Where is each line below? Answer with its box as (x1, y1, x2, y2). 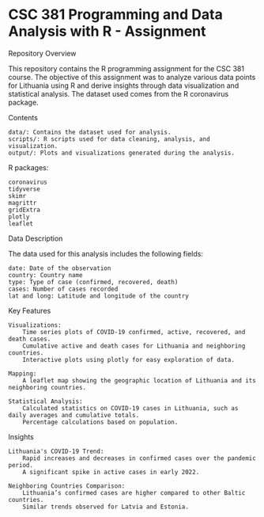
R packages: (8, 162, 49, 172)
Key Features (8, 306, 51, 315)
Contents (8, 112, 38, 122)
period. (8, 461, 34, 469)
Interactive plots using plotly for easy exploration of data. (22, 355, 236, 363)
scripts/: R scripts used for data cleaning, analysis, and (8, 135, 211, 143)
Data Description (8, 234, 63, 243)
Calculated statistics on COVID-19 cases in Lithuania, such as (22, 404, 239, 412)
